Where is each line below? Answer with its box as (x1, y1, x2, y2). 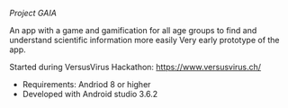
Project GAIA (9, 8, 57, 18)
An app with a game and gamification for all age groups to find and (9, 25, 257, 35)
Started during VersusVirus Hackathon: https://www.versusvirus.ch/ (9, 62, 262, 72)
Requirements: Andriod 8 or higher (22, 79, 151, 89)
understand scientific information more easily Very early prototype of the (9, 35, 281, 45)
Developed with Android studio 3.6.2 (22, 89, 158, 99)
